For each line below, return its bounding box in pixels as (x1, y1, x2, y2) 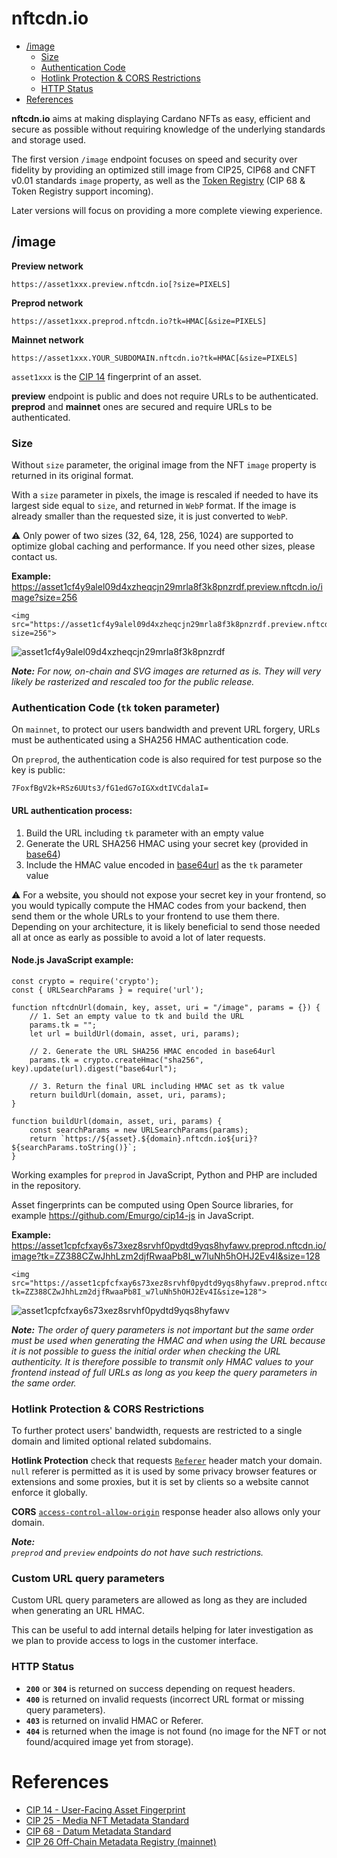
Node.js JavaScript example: (11, 954, 134, 966)
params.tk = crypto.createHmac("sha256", (29, 1055, 204, 1065)
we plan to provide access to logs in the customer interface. (11, 1635, 259, 1647)
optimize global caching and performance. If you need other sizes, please (11, 540, 316, 552)
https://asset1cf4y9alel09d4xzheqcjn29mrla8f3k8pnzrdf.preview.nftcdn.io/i (11, 581, 323, 593)
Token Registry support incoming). (11, 185, 154, 197)
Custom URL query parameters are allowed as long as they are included (11, 1594, 308, 1606)
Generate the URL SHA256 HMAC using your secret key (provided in (25, 837, 309, 849)
